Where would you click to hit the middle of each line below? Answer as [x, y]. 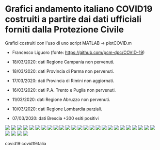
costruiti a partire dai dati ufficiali [73, 19]
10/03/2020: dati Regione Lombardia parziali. [57, 109]
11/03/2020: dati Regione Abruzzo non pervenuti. [61, 99]
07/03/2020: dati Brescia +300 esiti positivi [56, 118]
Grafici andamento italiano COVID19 [79, 9]
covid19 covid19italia [26, 143]
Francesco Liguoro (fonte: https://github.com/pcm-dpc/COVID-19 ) [78, 52]
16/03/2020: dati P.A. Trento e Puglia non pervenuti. [64, 90]
